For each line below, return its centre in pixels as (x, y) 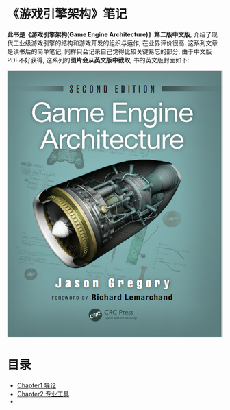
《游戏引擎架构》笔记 (67, 14)
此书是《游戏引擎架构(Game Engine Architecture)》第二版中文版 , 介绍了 (110, 34)
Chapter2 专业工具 (43, 394)
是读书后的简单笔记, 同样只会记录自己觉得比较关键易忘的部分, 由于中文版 (110, 51)
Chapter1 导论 (37, 385)
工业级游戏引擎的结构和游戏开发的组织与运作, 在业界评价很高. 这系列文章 (115, 43)
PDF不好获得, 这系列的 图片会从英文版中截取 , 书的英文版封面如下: (98, 60)
